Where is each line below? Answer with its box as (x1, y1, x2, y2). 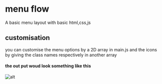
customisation (5, 34, 50, 42)
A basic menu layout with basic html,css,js (5, 20, 91, 25)
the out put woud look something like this (5, 63, 91, 69)
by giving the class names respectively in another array (5, 52, 117, 58)
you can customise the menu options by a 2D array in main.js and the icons (5, 46, 157, 52)
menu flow (5, 3, 50, 15)
